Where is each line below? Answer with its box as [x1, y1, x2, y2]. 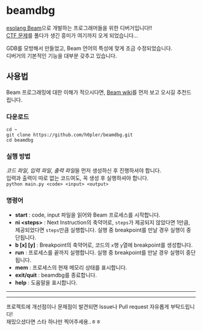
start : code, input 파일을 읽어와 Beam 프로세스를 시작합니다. [14, 211, 161, 218]
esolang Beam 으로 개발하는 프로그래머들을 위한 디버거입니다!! [6, 24, 152, 31]
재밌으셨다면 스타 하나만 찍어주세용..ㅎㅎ [6, 318, 101, 325]
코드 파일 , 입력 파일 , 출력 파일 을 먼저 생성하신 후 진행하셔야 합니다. [6, 167, 162, 175]
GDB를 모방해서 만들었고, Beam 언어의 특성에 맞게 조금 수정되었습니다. [6, 45, 173, 52]
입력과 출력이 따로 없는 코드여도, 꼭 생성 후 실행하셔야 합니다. [6, 175, 149, 182]
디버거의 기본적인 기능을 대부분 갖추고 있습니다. [6, 52, 117, 59]
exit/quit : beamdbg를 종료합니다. [14, 271, 97, 279]
